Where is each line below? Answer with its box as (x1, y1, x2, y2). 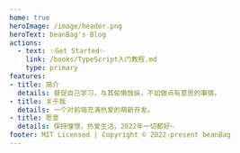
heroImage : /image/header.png (9, 22, 123, 31)
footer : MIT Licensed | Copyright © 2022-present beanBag (9, 130, 231, 139)
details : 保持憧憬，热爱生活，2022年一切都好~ (17, 122, 174, 131)
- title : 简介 (9, 80, 60, 89)
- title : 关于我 (9, 96, 67, 106)
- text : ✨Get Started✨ (17, 47, 105, 56)
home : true (9, 13, 50, 22)
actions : (9, 38, 42, 48)
